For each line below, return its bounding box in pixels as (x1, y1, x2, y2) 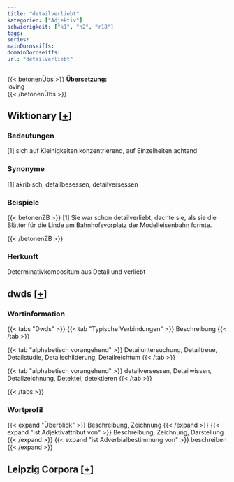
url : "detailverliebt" (7, 56, 73, 63)
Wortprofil (7, 404, 43, 414)
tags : (7, 29, 23, 37)
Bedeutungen (7, 131, 54, 140)
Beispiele (7, 197, 40, 207)
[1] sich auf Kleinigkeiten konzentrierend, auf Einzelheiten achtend (7, 147, 198, 155)
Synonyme (7, 164, 45, 174)
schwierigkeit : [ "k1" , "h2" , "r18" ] (7, 23, 114, 30)
